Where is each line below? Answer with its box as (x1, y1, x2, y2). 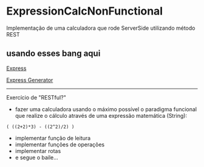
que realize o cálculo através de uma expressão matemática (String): (15, 112, 187, 119)
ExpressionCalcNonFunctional (6, 4, 163, 18)
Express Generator (6, 76, 53, 83)
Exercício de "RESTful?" (6, 94, 67, 101)
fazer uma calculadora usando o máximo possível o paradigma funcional (15, 105, 197, 113)
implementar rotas (15, 147, 61, 154)
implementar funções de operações (15, 141, 105, 148)
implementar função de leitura (15, 134, 91, 141)
